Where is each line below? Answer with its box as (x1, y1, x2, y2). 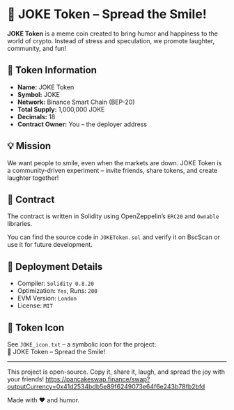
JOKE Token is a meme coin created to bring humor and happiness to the (7, 29, 218, 38)
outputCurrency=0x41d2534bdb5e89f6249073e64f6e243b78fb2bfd (7, 383, 205, 390)
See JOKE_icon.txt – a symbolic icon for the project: (7, 340, 157, 348)
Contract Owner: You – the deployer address (17, 120, 148, 128)
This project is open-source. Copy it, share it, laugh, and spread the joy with (7, 367, 225, 376)
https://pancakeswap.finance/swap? (45, 375, 150, 383)
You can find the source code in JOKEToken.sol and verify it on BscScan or (7, 233, 221, 241)
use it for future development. (7, 241, 93, 249)
